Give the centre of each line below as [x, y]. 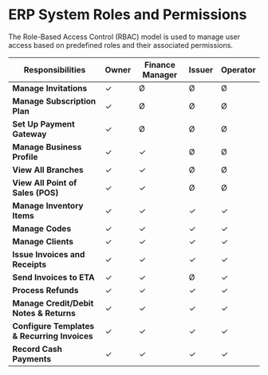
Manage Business [47, 146]
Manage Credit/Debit [53, 303]
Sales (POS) [35, 193]
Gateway [30, 134]
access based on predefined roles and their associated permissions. [121, 45]
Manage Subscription [54, 101]
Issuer [201, 69]
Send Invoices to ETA [53, 277]
